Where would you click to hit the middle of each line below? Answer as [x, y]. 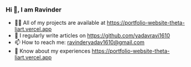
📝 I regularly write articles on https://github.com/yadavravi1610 [92, 36]
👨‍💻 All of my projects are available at [60, 23]
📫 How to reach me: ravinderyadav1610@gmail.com [80, 42]
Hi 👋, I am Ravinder [33, 10]
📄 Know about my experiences [52, 51]
